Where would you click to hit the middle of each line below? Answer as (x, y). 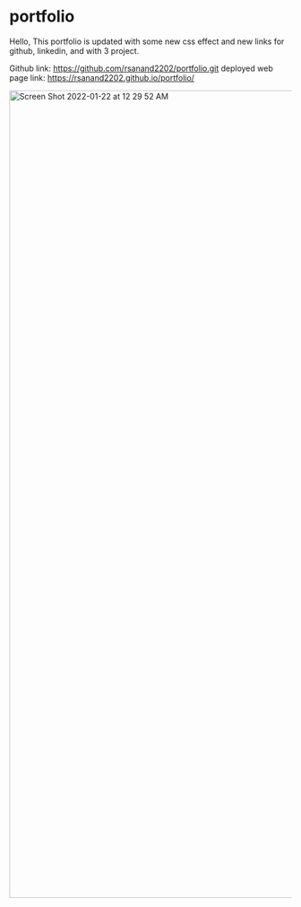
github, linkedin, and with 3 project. (74, 50)
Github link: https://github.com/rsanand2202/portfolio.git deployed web (141, 68)
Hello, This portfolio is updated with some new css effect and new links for (147, 41)
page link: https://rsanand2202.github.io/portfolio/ (102, 77)
